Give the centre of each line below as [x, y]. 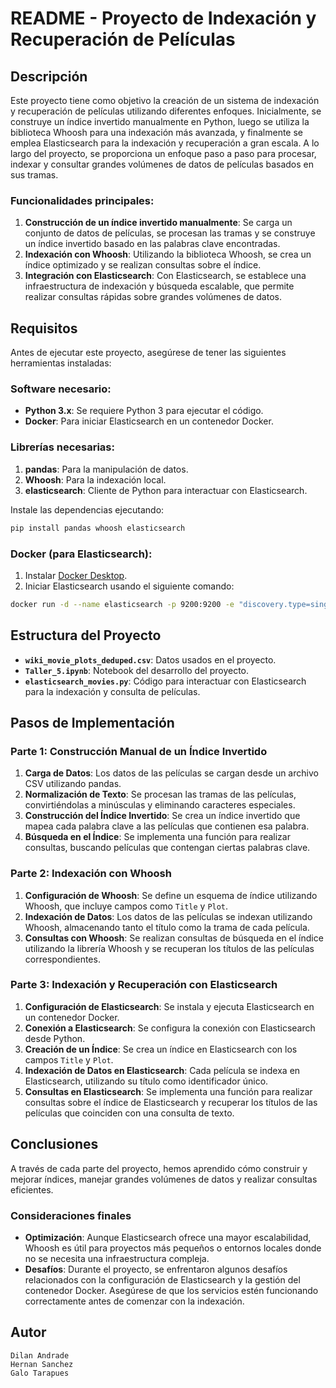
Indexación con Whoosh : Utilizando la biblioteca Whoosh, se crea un [168, 254]
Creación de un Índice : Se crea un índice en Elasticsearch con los [161, 1049]
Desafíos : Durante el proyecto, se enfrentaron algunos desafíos [156, 1269]
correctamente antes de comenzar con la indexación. [134, 1301]
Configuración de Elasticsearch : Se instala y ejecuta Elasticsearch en [169, 1006]
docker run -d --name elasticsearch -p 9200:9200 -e [122, 604]
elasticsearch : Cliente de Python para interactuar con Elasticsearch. [166, 490]
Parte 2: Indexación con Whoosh [91, 874]
